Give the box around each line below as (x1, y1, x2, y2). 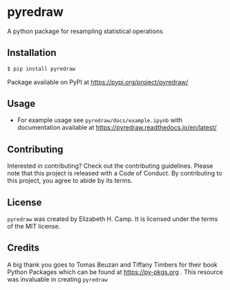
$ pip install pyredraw (7, 65, 76, 72)
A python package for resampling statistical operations (7, 27, 164, 35)
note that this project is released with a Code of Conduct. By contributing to (7, 169, 222, 177)
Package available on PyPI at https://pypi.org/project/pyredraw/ (7, 77, 189, 86)
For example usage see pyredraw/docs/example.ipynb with (17, 116, 183, 124)
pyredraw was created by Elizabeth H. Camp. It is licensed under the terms (7, 215, 218, 223)
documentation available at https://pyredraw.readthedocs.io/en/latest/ (17, 124, 217, 132)
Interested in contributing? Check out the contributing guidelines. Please (7, 162, 213, 170)
